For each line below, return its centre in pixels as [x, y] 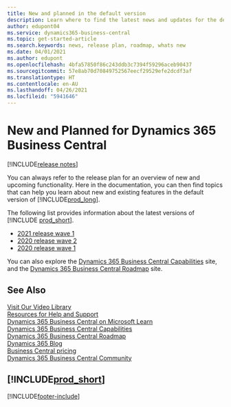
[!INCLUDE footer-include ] [44, 396]
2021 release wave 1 [46, 233]
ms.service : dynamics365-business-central [69, 33]
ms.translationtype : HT [41, 77]
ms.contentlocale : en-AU [43, 84]
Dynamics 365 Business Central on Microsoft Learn [80, 321]
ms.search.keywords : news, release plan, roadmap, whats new [97, 45]
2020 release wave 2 [47, 241]
